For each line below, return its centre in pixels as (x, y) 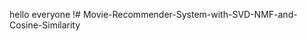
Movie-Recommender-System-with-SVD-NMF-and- (190, 14)
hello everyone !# (45, 14)
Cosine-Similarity (45, 25)
